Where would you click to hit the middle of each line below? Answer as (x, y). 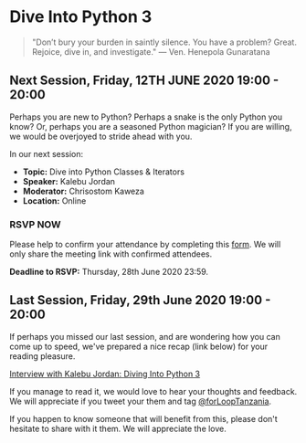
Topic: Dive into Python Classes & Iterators (104, 172)
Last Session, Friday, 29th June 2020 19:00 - (140, 300)
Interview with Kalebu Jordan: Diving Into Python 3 (105, 374)
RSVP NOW (35, 224)
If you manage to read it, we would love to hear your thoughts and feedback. (153, 391)
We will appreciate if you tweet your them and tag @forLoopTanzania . (141, 401)
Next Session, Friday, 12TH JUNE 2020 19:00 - (144, 81)
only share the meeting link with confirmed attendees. (111, 254)
